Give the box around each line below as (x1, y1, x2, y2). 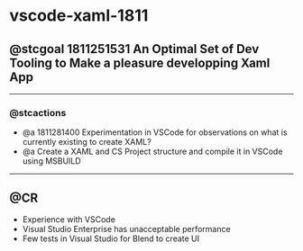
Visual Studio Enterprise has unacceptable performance (22, 224, 232, 235)
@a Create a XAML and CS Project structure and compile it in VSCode (22, 146, 283, 157)
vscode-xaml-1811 (9, 5, 149, 26)
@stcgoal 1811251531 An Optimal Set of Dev (9, 41, 260, 57)
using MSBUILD (22, 156, 81, 166)
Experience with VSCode (22, 214, 115, 225)
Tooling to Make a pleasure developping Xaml (9, 55, 271, 70)
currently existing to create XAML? (22, 137, 151, 148)
